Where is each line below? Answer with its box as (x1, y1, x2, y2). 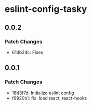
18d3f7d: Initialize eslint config (11, 90, 74, 96)
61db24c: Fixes (11, 49, 43, 55)
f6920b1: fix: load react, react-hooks (11, 95, 87, 101)
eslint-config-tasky (4, 3, 88, 15)
